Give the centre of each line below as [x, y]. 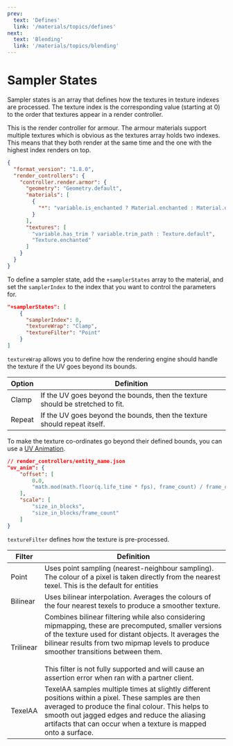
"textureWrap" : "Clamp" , [61, 326]
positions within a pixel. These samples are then [122, 697]
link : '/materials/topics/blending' [66, 46]
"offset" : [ [37, 474]
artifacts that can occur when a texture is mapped [125, 724]
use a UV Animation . [36, 448]
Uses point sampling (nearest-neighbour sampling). [129, 568]
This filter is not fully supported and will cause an [124, 669]
